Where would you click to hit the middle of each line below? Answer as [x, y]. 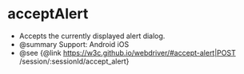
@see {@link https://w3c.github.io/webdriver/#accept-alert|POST [128, 53]
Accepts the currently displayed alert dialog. [92, 36]
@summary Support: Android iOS [74, 44]
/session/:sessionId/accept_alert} [74, 61]
